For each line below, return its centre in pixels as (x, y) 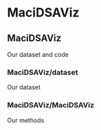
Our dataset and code (38, 54)
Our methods (26, 120)
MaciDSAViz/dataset (43, 72)
